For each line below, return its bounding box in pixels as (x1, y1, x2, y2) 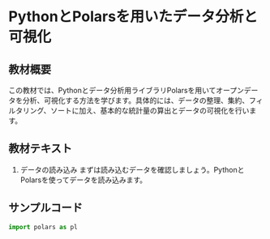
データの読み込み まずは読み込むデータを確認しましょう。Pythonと (19, 164, 245, 174)
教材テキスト (8, 142, 73, 156)
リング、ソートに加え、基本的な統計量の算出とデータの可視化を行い (22, 106, 250, 115)
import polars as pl (8, 223, 79, 231)
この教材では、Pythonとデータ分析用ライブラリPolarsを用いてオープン (8, 86, 245, 95)
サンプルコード (8, 201, 83, 215)
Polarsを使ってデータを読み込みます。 (19, 175, 148, 185)
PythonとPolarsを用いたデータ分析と (8, 7, 258, 26)
